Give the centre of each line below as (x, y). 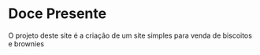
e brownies (26, 43)
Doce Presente (58, 14)
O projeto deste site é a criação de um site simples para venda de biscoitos (130, 35)
